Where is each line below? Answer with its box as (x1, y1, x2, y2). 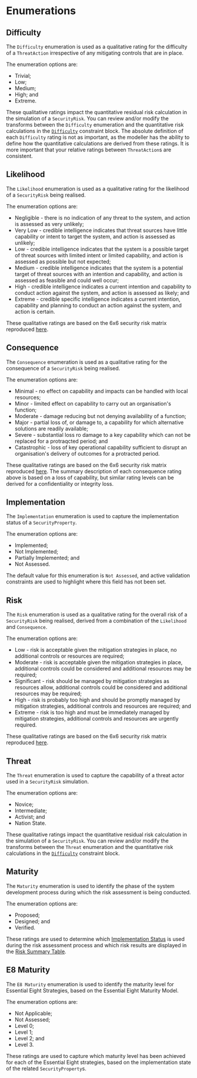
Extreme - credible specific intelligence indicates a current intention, (14, 296, 181, 303)
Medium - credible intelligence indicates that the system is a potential (14, 264, 183, 271)
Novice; (14, 801, 34, 808)
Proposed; (14, 911, 40, 918)
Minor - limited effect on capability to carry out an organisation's (14, 400, 172, 407)
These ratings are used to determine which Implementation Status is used (6, 935, 185, 943)
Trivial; (14, 72, 31, 79)
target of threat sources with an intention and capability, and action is (14, 270, 183, 277)
